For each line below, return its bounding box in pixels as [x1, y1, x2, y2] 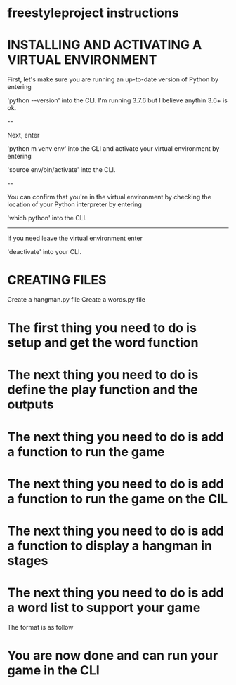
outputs [7, 397, 54, 413]
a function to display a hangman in [7, 538, 213, 554]
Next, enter [7, 131, 40, 140]
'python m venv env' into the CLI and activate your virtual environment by [7, 145, 220, 153]
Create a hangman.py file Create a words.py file [7, 295, 145, 304]
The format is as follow [7, 623, 74, 631]
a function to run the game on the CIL [7, 491, 228, 507]
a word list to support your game [7, 600, 201, 616]
